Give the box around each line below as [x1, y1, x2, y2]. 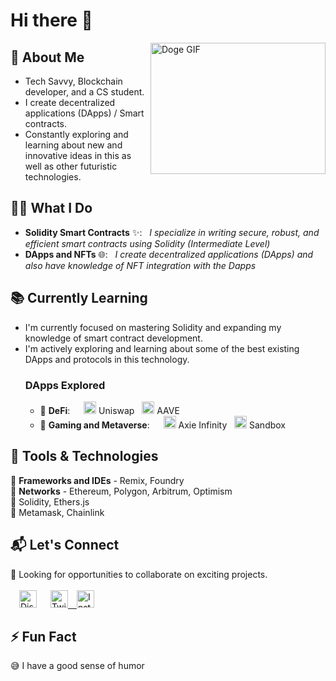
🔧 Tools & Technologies [10, 448, 159, 465]
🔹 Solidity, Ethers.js [10, 495, 90, 508]
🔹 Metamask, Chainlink [10, 506, 105, 518]
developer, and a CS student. [24, 86, 145, 98]
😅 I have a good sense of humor [10, 660, 145, 672]
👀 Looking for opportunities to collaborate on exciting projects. [10, 568, 268, 580]
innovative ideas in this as [24, 150, 132, 161]
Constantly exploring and [24, 129, 129, 140]
